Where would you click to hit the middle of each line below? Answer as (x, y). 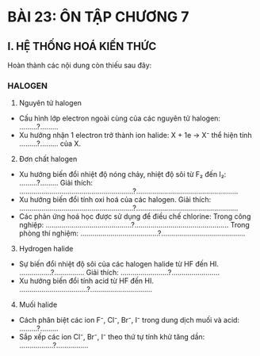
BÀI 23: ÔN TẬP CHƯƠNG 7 (98, 17)
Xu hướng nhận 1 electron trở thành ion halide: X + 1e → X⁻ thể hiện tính (135, 136)
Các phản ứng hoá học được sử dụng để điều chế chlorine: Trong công (135, 216)
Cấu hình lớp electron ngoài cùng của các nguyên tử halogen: (120, 118)
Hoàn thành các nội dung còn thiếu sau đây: (80, 65)
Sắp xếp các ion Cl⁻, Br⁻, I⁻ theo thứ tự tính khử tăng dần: (112, 337)
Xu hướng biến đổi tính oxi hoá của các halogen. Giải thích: (115, 200)
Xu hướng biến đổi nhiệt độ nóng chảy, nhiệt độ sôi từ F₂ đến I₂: (122, 174)
